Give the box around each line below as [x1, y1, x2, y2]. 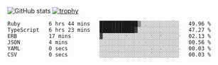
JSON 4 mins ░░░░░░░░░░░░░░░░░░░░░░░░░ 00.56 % [7, 39, 212, 46]
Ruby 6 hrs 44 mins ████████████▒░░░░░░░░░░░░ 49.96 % [7, 20, 212, 28]
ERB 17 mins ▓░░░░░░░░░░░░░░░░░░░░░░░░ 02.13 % [7, 32, 212, 40]
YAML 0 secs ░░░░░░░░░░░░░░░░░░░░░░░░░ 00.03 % [7, 45, 212, 52]
